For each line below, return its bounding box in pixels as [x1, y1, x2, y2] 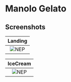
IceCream [7, 60, 31, 67]
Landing [7, 38, 27, 44]
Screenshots [5, 23, 46, 31]
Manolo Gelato [5, 3, 67, 14]
